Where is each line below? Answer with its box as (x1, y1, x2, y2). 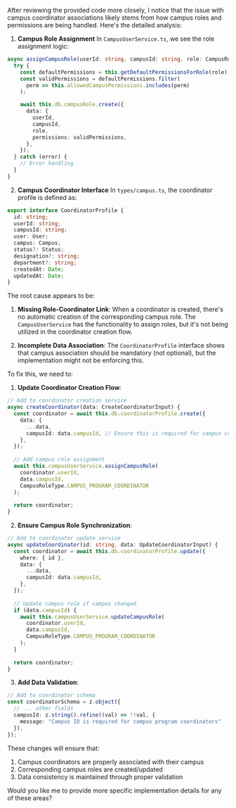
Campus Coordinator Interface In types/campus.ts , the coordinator (17, 186, 213, 194)
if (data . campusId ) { (13, 607, 77, 614)
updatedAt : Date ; (13, 272, 65, 279)
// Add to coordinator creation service (7, 397, 128, 404)
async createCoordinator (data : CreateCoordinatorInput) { (7, 404, 181, 411)
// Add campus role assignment (13, 456, 105, 463)
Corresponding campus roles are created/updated (17, 765, 164, 774)
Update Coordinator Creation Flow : (17, 384, 122, 392)
